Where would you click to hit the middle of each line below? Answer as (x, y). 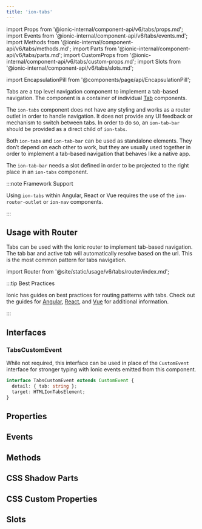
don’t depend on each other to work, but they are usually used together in (99, 147)
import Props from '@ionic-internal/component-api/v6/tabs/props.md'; (95, 29)
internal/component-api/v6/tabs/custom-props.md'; (71, 61)
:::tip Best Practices (31, 283)
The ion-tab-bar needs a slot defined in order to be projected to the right (98, 165)
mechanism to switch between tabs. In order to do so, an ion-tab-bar (93, 123)
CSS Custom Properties (52, 499)
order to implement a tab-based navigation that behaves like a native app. (99, 153)
